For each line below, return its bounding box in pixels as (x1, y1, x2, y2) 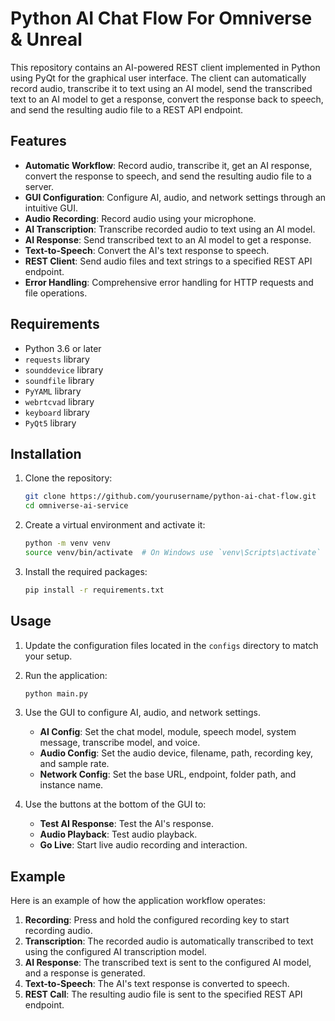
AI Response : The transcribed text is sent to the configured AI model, (24, 957, 312, 969)
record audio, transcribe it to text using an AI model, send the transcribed (10, 82, 313, 94)
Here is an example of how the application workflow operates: (10, 895, 266, 907)
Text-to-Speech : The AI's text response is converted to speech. (24, 978, 290, 990)
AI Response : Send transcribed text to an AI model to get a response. (24, 233, 312, 246)
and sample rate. (39, 758, 110, 770)
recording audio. (24, 925, 93, 937)
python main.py (24, 688, 89, 699)
